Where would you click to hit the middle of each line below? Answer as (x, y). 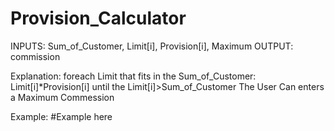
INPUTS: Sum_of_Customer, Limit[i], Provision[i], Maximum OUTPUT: (152, 46)
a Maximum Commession (62, 97)
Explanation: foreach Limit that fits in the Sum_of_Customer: (133, 76)
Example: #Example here (61, 116)
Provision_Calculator (98, 18)
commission (35, 56)
